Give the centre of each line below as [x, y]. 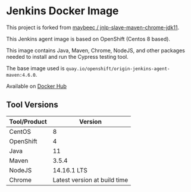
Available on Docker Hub [37, 86]
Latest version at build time [90, 180]
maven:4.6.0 [21, 75]
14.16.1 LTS [70, 170]
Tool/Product [28, 121]
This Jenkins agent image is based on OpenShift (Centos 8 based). [88, 39]
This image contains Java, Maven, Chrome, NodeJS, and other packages [96, 50]
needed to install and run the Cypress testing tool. [68, 56]
